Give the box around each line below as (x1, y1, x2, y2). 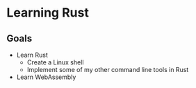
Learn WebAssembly (16, 73, 76, 81)
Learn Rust (16, 51, 48, 59)
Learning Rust (6, 5, 90, 21)
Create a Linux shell (26, 58, 84, 67)
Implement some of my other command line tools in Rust (26, 66, 189, 73)
